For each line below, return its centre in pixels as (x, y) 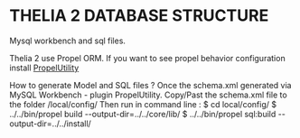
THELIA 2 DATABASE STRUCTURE (139, 16)
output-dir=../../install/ (51, 124)
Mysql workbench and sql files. (68, 41)
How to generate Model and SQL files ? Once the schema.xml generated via (150, 85)
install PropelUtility (44, 68)
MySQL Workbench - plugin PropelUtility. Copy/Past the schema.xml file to (148, 95)
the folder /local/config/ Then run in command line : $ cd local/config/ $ (143, 104)
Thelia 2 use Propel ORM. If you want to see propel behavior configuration (148, 58)
